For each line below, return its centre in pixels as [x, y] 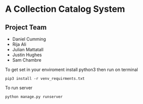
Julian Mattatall [28, 50]
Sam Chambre [27, 60]
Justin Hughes [27, 55]
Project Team [26, 27]
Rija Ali [19, 44]
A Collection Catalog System [65, 9]
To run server [19, 88]
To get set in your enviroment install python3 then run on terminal [71, 69]
